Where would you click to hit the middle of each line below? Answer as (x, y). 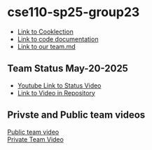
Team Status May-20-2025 (68, 68)
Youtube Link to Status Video (59, 86)
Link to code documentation (58, 39)
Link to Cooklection (45, 32)
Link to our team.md (46, 46)
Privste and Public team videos (76, 115)
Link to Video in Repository (56, 93)
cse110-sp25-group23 (74, 12)
